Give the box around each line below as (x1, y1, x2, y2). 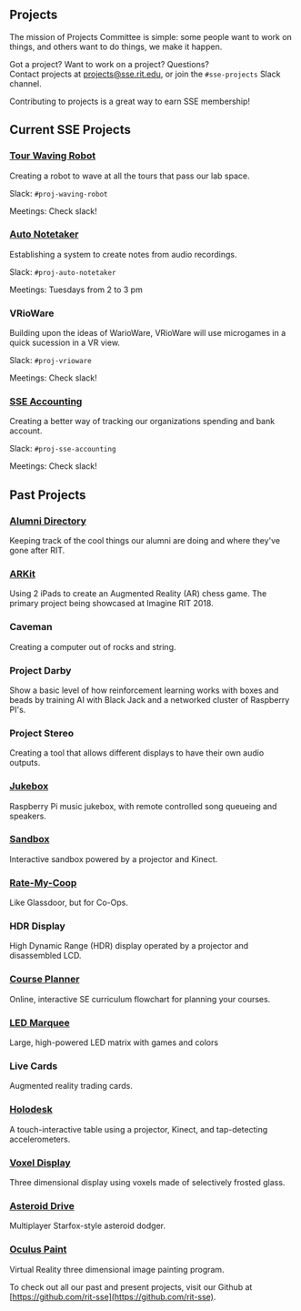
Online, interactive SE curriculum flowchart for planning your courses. (9, 993, 271, 1004)
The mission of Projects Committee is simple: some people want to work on (9, 31, 293, 42)
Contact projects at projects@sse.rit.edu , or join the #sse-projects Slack (9, 68, 281, 79)
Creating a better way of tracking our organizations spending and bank (9, 416, 276, 427)
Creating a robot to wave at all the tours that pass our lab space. (9, 170, 250, 181)
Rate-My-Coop (9, 876, 77, 889)
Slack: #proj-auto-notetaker (9, 266, 116, 277)
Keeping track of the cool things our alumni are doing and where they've (9, 535, 280, 546)
